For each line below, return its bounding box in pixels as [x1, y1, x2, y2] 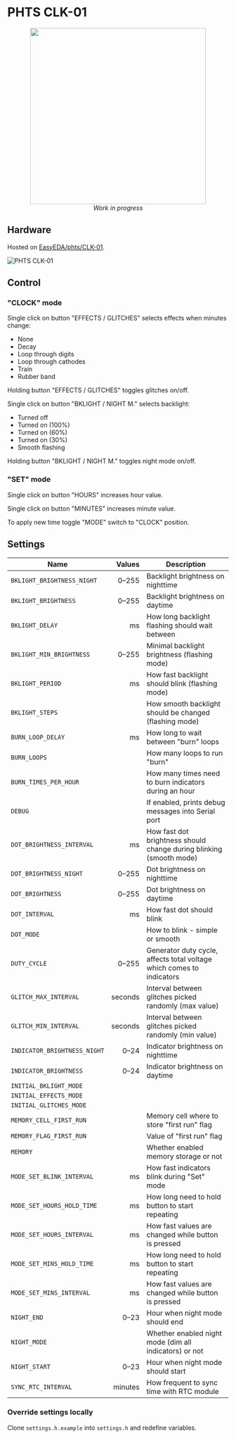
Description [166, 559, 206, 569]
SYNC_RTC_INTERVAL [11, 1383, 72, 1391]
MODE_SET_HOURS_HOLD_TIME [11, 1202, 98, 1209]
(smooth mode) [146, 853, 198, 863]
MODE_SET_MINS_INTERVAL [11, 1288, 91, 1297]
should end [146, 1316, 184, 1326]
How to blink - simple [146, 925, 218, 935]
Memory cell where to [146, 1111, 219, 1121]
